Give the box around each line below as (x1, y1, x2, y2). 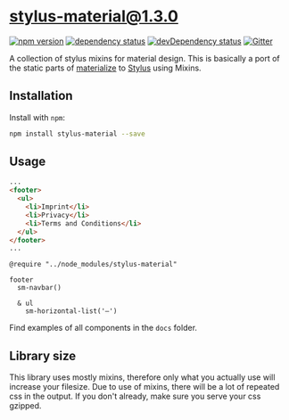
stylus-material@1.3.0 (9, 6, 178, 27)
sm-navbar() (17, 284, 62, 292)
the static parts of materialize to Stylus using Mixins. (9, 62, 202, 73)
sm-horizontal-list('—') (25, 307, 118, 316)
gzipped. (9, 400, 42, 411)
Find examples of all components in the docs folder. (9, 323, 198, 334)
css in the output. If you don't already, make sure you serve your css (9, 391, 261, 402)
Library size (9, 348, 77, 363)
